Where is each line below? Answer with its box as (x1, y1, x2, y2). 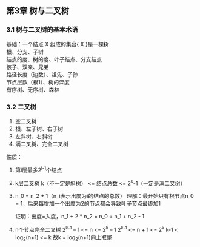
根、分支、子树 (6, 48, 44, 55)
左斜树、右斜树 (15, 132, 53, 140)
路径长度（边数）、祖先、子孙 (6, 70, 78, 78)
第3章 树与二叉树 (6, 5, 70, 16)
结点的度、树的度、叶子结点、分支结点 (6, 55, 102, 63)
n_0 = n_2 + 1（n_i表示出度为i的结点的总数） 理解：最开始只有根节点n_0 (15, 192, 194, 200)
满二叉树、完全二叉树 (15, 140, 68, 147)
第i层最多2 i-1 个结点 (15, 165, 62, 174)
